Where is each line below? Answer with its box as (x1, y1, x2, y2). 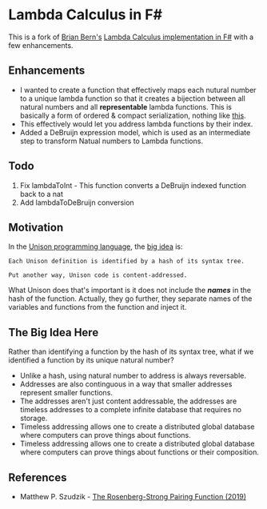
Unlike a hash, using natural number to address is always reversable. (19, 371, 246, 381)
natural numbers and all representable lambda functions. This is (19, 102, 232, 111)
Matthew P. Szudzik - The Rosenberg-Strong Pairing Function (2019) (19, 492, 246, 501)
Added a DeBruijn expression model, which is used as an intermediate (19, 127, 251, 137)
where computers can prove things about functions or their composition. (19, 447, 260, 457)
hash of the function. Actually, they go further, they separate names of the (8, 294, 253, 303)
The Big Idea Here (8, 326, 99, 339)
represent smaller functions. (19, 388, 114, 398)
